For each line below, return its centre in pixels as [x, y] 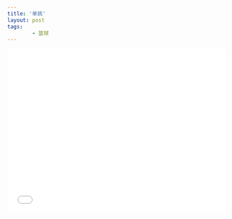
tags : [15, 26]
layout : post [26, 20]
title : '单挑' [27, 14]
